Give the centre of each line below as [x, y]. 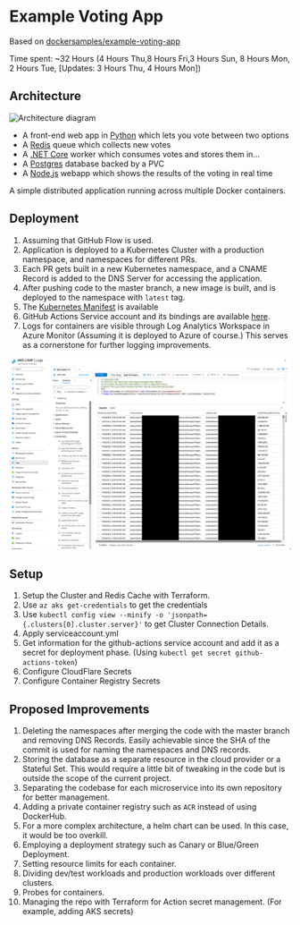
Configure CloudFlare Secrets [77, 672]
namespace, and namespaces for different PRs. [110, 259]
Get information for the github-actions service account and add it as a [150, 643]
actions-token [48, 663]
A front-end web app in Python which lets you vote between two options [155, 135]
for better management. [66, 797]
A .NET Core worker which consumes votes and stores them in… [141, 154]
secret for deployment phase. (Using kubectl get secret [127, 653]
